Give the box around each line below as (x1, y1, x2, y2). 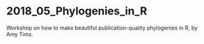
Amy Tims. (6, 30, 33, 37)
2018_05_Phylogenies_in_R (6, 4, 147, 18)
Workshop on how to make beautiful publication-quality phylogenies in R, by (6, 24, 198, 31)
